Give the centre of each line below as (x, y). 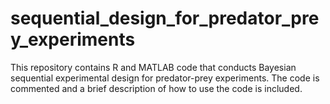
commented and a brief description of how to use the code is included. (156, 88)
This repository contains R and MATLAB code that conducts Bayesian (153, 67)
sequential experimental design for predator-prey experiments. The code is (165, 78)
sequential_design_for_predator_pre (165, 18)
